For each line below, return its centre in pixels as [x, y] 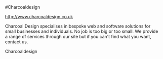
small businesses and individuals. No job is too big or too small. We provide [82, 31]
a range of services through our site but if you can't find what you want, [78, 37]
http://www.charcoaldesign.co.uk [39, 16]
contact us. [17, 42]
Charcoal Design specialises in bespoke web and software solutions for [78, 26]
